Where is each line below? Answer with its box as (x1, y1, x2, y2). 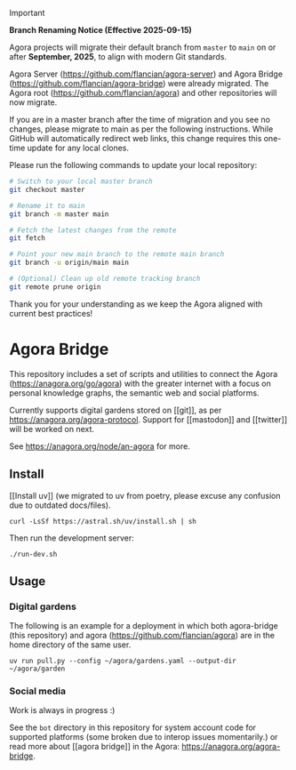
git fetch (9, 234, 46, 243)
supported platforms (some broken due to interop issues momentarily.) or (9, 732, 278, 742)
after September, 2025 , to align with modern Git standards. (9, 52, 228, 61)
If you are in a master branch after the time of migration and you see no (9, 115, 271, 124)
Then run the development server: (9, 533, 135, 543)
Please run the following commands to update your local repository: (9, 160, 258, 170)
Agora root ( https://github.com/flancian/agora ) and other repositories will (9, 88, 277, 98)
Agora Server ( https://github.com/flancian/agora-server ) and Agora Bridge (9, 68, 283, 79)
